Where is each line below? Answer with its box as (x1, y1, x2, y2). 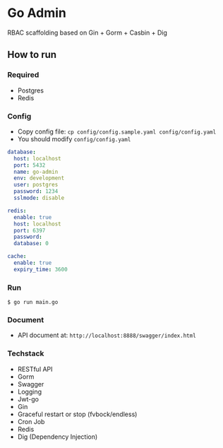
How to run (7, 49, 57, 61)
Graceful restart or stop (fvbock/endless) (17, 410, 138, 418)
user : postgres (13, 182, 59, 189)
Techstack (7, 348, 44, 358)
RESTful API (17, 365, 53, 373)
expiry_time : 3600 (13, 266, 68, 273)
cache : (7, 253, 27, 260)
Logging (17, 387, 42, 396)
